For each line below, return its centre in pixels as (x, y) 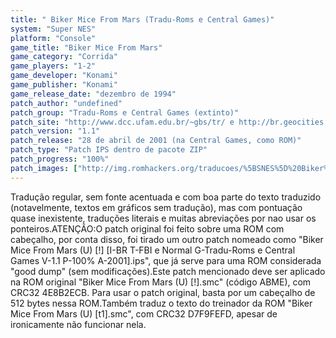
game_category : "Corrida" (64, 57)
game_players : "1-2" (53, 66)
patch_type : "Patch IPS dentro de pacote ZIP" (109, 150)
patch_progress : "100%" (60, 159)
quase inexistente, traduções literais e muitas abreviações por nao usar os (163, 218)
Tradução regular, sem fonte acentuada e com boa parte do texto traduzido (166, 197)
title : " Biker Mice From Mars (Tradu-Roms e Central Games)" (142, 19)
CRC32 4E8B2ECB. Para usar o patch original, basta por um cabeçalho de (163, 292)
